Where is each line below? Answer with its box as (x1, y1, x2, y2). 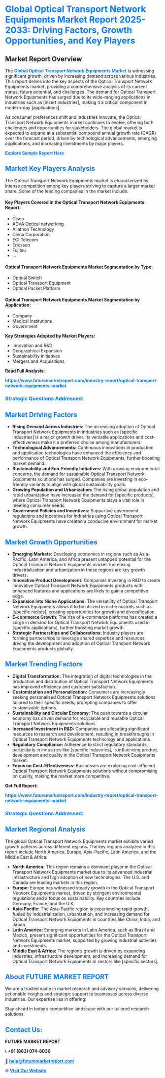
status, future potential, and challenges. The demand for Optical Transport (5, 89, 156, 95)
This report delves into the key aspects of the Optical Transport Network (5, 78, 153, 84)
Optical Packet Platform (12, 286, 61, 292)
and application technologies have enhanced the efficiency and (12, 450, 141, 456)
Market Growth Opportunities (5, 538, 98, 546)
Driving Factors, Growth (32, 25, 132, 36)
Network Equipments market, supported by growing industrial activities (12, 937, 157, 943)
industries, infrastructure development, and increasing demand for (12, 953, 148, 959)
